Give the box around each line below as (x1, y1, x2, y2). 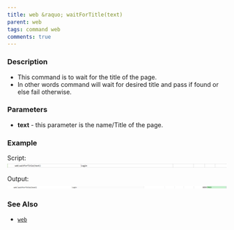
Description (7, 57, 48, 67)
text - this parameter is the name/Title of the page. (17, 120, 164, 129)
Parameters (7, 105, 47, 115)
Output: (7, 174, 29, 183)
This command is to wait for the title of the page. (17, 73, 157, 81)
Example (7, 138, 38, 147)
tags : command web (7, 26, 61, 33)
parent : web (7, 18, 42, 26)
